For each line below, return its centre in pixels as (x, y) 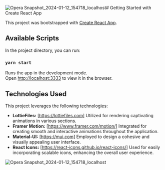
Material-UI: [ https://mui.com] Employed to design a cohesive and (81, 137)
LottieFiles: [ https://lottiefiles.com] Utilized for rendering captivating (83, 115)
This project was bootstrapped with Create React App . (61, 23)
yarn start (18, 63)
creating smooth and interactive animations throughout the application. (85, 131)
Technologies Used (36, 94)
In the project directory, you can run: (43, 50)
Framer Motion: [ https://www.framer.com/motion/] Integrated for (79, 126)
